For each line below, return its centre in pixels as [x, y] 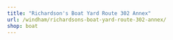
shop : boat [23, 26]
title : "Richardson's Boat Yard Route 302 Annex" [79, 13]
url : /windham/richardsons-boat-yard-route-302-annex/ [87, 20]
